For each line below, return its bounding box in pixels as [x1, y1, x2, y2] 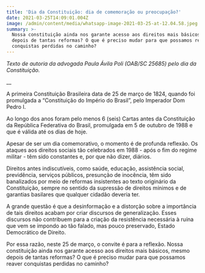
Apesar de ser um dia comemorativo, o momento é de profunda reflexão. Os [6, 140, 198, 147]
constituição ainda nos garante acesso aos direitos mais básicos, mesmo [6, 247, 190, 254]
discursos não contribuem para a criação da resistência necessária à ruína [6, 215, 194, 223]
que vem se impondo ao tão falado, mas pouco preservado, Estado [6, 222, 175, 230]
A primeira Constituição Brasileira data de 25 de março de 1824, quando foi [6, 90, 195, 97]
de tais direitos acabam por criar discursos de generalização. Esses [6, 209, 177, 216]
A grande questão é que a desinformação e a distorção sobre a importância [6, 203, 197, 210]
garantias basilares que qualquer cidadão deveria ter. [6, 190, 140, 198]
